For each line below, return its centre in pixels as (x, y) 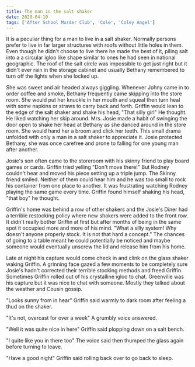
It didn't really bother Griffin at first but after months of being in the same (94, 222)
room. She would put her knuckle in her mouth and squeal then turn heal (93, 100)
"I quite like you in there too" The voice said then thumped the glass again (95, 341)
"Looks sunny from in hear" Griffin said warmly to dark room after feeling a (96, 300)
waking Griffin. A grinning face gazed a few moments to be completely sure (97, 264)
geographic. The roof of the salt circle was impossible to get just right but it (97, 64)
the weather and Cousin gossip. (44, 289)
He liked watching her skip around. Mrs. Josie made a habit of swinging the (97, 119)
